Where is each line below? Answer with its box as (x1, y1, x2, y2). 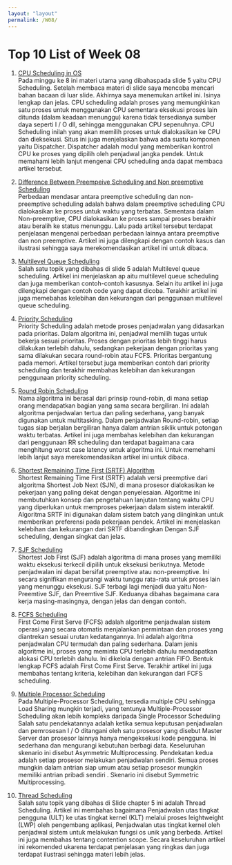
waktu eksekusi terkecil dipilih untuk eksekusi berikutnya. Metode (17, 560, 206, 569)
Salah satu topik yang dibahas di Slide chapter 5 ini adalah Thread (17, 799, 206, 807)
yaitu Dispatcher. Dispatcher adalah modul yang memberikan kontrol (17, 142, 213, 151)
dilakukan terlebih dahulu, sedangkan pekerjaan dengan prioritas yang (17, 344, 219, 352)
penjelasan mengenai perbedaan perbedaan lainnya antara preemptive (17, 229, 220, 238)
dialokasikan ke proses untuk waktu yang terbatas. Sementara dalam (17, 207, 215, 216)
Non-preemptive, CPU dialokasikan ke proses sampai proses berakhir (17, 215, 217, 223)
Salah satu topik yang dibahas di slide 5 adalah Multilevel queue (17, 265, 200, 273)
